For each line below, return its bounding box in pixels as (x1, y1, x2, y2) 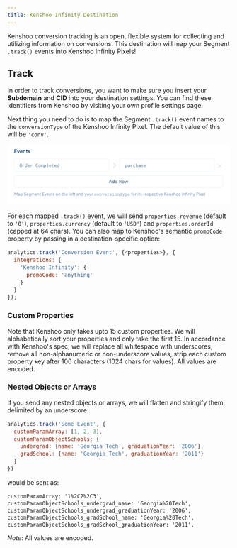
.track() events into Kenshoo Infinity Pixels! (7, 47, 137, 55)
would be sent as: (7, 478, 59, 486)
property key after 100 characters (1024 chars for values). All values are (7, 357, 217, 366)
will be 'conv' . (7, 130, 50, 138)
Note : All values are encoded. (7, 533, 93, 542)
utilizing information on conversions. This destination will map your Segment (7, 39, 230, 48)
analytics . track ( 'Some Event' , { (7, 420, 106, 427)
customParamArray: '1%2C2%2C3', (7, 493, 103, 500)
